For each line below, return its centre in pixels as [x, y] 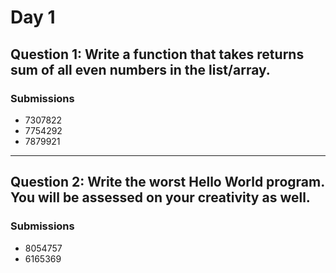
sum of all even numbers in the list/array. [140, 69]
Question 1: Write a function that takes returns [157, 54]
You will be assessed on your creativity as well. [160, 197]
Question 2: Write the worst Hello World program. [167, 182]
